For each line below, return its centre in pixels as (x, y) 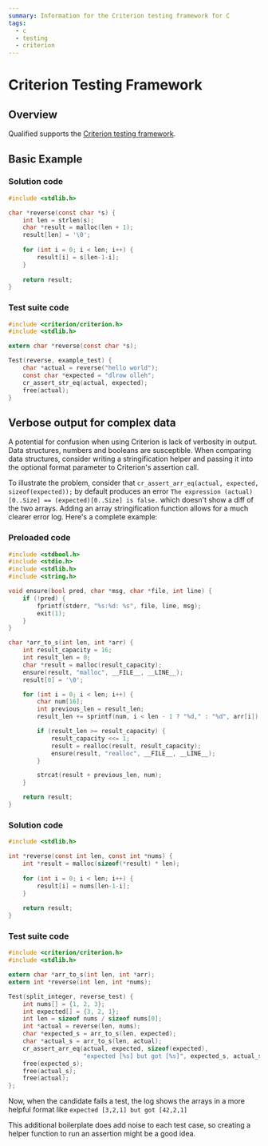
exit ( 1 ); (51, 613)
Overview (33, 114)
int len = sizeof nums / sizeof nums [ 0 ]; (92, 1019)
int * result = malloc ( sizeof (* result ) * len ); (101, 864)
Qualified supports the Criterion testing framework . (92, 134)
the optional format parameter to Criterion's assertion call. (104, 467)
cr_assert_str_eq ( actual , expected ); (85, 383)
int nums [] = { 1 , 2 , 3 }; (64, 1004)
